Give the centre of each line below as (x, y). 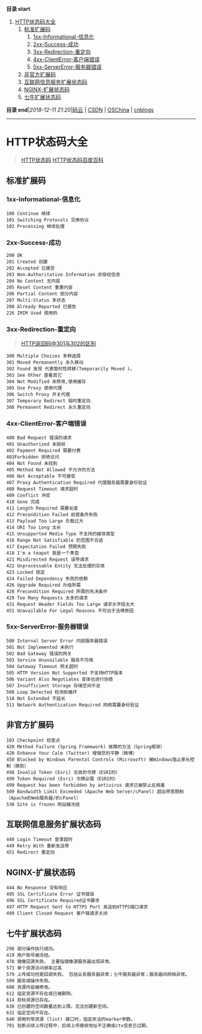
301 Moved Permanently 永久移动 (45, 363)
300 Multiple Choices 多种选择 (44, 356)
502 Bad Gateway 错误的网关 (39, 654)
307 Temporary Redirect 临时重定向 (49, 401)
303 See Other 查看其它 (34, 376)
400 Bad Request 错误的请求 (39, 438)
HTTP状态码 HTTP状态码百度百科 (62, 160)
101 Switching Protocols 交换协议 (47, 220)
